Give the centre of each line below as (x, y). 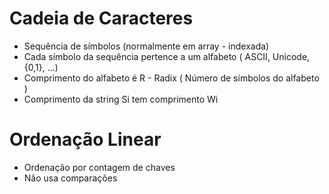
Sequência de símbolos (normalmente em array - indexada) (146, 46)
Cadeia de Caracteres (101, 18)
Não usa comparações (70, 178)
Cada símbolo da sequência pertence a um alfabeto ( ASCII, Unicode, (167, 56)
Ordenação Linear (85, 139)
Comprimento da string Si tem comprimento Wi (121, 99)
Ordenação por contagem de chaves (99, 167)
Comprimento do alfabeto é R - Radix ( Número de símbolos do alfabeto (171, 78)
